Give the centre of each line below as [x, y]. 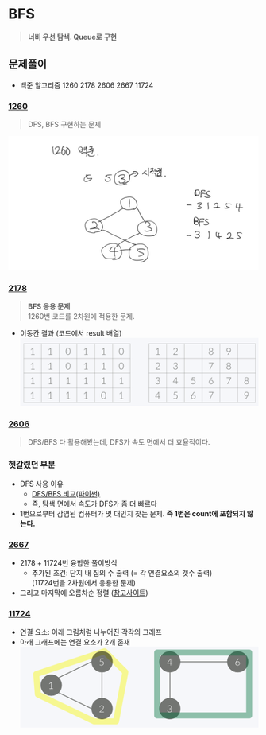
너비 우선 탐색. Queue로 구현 [72, 37]
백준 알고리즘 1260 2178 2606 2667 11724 [87, 85]
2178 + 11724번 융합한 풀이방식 [68, 562]
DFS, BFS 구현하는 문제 [64, 125]
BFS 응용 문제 [49, 306]
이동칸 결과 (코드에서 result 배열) [71, 333]
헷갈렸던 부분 [32, 465]
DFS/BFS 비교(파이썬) [66, 493]
